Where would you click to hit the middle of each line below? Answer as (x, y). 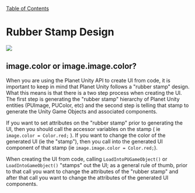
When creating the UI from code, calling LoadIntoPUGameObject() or (87, 159)
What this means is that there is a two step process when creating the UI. (94, 92)
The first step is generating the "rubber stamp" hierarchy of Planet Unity (93, 99)
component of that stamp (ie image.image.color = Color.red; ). (82, 147)
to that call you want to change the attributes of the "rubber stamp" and (92, 171)
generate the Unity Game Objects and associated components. (82, 111)
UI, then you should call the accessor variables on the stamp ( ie (83, 129)
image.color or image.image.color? (72, 66)
